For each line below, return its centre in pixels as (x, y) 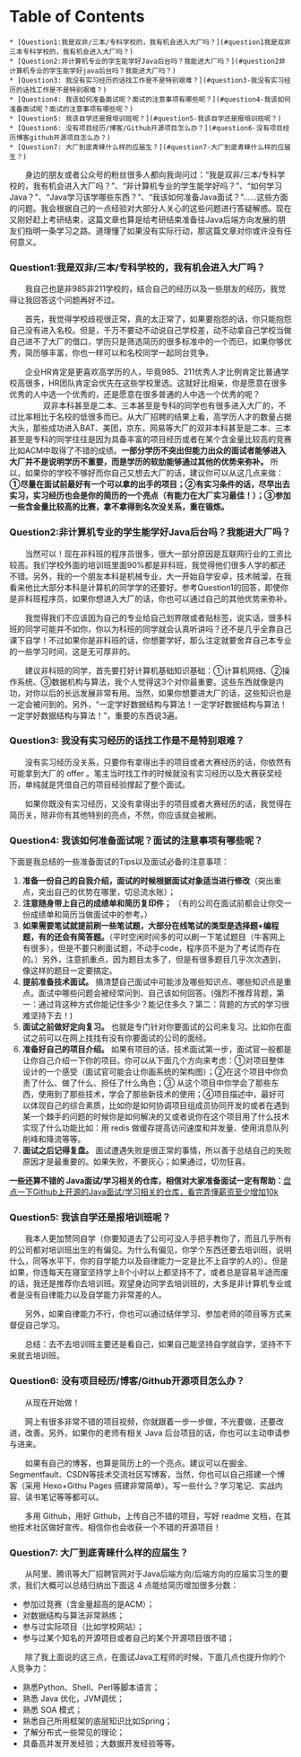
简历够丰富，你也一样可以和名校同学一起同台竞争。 (119, 353)
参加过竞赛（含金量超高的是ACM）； (88, 1604)
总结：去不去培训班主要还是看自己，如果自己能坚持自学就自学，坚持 (150, 1344)
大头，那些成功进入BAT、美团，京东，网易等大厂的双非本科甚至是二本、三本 (150, 428)
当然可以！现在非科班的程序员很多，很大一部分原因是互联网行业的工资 (154, 554)
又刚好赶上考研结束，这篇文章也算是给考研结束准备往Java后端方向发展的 (144, 219)
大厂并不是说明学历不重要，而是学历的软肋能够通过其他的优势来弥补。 (139, 462)
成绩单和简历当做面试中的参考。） (91, 915)
